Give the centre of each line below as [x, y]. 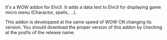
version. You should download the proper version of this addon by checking [84, 27]
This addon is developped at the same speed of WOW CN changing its [78, 22]
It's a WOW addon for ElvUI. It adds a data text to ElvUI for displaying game [83, 7]
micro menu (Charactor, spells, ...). [41, 12]
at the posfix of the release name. [40, 32]
